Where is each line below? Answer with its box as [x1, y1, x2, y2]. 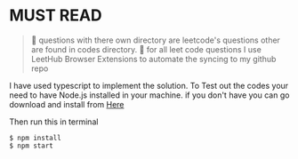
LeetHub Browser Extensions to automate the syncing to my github [30, 53, 277, 64]
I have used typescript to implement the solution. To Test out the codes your [9, 80, 289, 91]
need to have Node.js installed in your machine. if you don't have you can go [9, 90, 290, 100]
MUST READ [9, 5, 102, 26]
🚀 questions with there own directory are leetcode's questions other [30, 35, 280, 45]
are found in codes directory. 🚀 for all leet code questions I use [30, 44, 262, 54]
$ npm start [9, 141, 53, 150]
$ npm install [9, 133, 62, 142]
